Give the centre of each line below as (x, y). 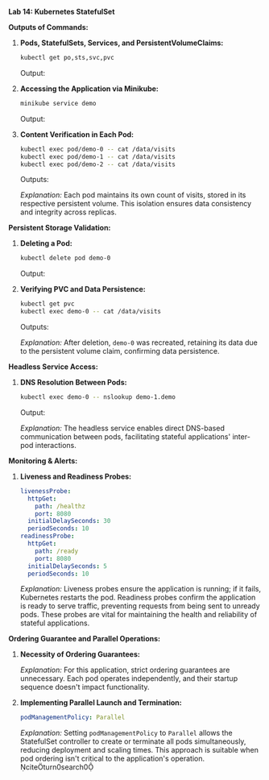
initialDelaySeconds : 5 (67, 566)
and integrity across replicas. (68, 212)
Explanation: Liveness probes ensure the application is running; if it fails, (141, 589)
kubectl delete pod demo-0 (65, 258)
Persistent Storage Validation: (60, 228)
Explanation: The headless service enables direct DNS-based (122, 428)
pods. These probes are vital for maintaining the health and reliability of (139, 615)
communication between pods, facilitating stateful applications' (125, 436)
